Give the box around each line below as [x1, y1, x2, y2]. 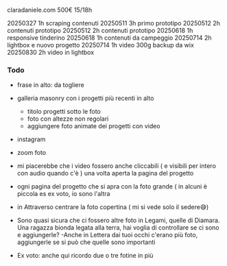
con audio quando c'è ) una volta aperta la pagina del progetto [16, 169, 194, 178]
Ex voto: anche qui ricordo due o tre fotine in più [16, 252, 154, 260]
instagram [16, 135, 46, 143]
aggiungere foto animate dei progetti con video [27, 122, 160, 130]
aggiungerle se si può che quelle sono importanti [16, 238, 156, 246]
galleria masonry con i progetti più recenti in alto [16, 94, 154, 102]
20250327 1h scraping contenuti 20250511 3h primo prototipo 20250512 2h [7, 19, 221, 27]
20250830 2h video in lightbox [7, 48, 95, 56]
